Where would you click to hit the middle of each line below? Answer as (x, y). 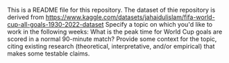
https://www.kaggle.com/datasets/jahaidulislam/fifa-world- (130, 17)
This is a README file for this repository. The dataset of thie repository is (111, 10)
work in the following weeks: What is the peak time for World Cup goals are (115, 32)
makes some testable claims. (49, 53)
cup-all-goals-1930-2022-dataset (56, 24)
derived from (26, 17)
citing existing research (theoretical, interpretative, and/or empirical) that (111, 46)
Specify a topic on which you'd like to (159, 24)
